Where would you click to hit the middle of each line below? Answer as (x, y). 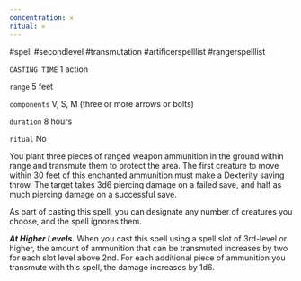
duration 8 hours (41, 121)
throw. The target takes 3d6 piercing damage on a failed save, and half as (146, 184)
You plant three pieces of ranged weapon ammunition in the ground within (147, 156)
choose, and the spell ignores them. (75, 221)
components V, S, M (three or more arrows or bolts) (102, 103)
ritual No (28, 138)
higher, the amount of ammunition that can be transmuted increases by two (149, 248)
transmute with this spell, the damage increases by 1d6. (112, 267)
